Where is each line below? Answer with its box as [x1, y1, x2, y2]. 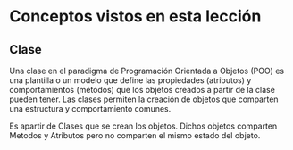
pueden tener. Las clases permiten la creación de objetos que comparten [9, 94, 279, 104]
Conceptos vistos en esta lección [9, 6, 262, 27]
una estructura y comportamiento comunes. [9, 104, 172, 113]
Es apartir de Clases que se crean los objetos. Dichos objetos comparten [9, 121, 278, 131]
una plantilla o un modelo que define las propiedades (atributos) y [9, 75, 252, 86]
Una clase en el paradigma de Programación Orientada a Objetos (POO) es [9, 65, 284, 76]
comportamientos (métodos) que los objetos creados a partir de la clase [9, 85, 275, 95]
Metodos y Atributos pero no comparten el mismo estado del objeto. [9, 130, 261, 140]
